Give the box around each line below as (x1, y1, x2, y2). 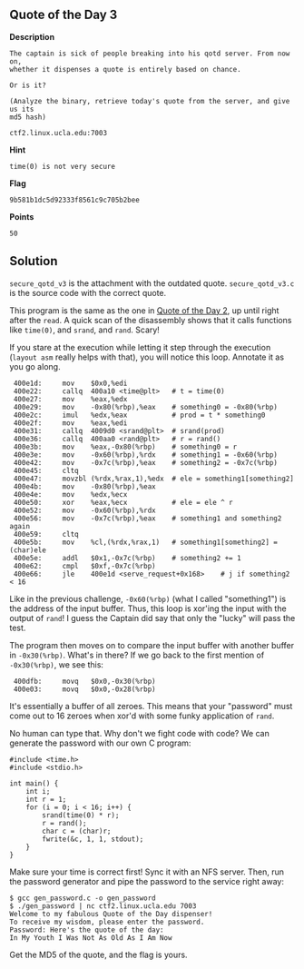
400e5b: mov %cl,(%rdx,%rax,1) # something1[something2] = (13, 538, 279, 547)
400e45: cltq (13, 466, 79, 475)
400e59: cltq (13, 529, 79, 539)
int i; (25, 786, 51, 796)
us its (9, 104, 34, 114)
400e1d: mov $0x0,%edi (13, 379, 128, 388)
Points (9, 211, 34, 222)
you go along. (9, 361, 61, 371)
